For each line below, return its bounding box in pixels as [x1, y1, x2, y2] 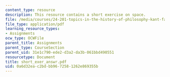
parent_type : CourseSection [5, 45, 65, 50]
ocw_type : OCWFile [5, 36, 44, 41]
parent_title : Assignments [5, 41, 62, 46]
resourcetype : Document [5, 54, 56, 60]
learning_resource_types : [5, 26, 60, 31]
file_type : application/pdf [5, 21, 65, 27]
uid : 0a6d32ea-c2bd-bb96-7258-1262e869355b [5, 64, 99, 69]
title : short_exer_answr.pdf [5, 59, 67, 64]
